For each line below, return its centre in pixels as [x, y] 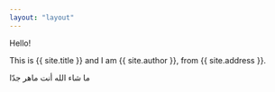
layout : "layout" [42, 17]
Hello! [20, 43]
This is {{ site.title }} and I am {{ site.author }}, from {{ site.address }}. [138, 60]
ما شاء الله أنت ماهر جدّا [50, 78]
